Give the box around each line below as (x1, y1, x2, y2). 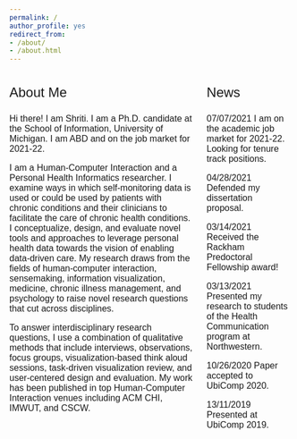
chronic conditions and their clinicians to (9, 203, 167, 214)
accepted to (206, 370, 253, 381)
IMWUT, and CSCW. (9, 403, 91, 414)
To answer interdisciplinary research (9, 323, 152, 333)
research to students (206, 301, 288, 312)
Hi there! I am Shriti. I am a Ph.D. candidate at (9, 114, 192, 124)
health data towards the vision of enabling (9, 243, 174, 254)
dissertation (206, 193, 253, 204)
